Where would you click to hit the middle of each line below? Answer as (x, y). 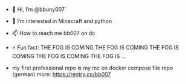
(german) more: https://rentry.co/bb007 (61, 74)
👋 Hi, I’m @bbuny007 (38, 9)
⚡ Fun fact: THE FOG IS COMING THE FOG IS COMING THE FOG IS (96, 47)
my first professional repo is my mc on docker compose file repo (92, 68)
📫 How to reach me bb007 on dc (54, 33)
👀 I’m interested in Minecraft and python (62, 21)
